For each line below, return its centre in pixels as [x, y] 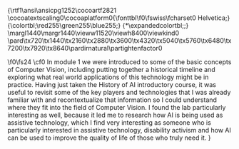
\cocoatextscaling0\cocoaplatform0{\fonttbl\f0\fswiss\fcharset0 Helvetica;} [119, 18]
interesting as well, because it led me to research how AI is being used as [115, 115]
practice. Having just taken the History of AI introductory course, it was [112, 84]
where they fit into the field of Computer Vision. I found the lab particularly [117, 107]
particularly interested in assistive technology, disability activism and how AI [119, 130]
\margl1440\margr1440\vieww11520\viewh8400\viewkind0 [93, 33]
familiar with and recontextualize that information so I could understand [112, 100]
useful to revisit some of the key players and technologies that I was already [119, 92]
